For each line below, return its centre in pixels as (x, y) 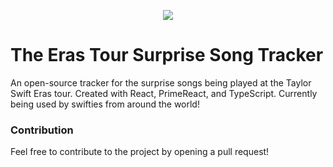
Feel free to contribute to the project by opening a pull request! (140, 152)
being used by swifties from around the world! (105, 104)
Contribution (42, 130)
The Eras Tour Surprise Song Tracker (167, 55)
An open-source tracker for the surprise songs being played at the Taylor (161, 82)
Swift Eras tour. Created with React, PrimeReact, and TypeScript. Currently (164, 93)
